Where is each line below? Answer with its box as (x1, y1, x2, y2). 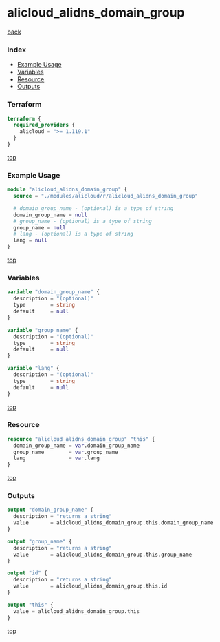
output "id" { (7, 570, 48, 577)
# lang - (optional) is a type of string (13, 231, 134, 238)
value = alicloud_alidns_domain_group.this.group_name (13, 551, 192, 558)
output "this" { (7, 601, 54, 608)
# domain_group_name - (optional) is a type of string (13, 205, 174, 211)
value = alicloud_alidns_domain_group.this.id (13, 583, 168, 590)
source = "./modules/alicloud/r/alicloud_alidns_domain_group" (13, 193, 198, 200)
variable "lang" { (7, 365, 60, 372)
